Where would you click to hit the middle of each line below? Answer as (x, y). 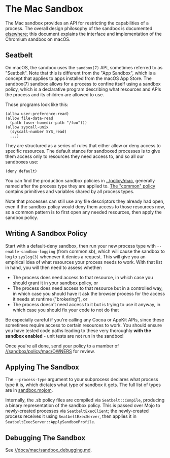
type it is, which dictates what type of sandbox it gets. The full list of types (83, 385)
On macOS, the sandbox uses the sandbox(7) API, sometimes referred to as (84, 67)
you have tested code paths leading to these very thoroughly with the (78, 330)
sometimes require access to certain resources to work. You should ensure (84, 325)
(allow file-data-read (29, 118)
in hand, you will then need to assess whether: (54, 267)
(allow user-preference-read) (37, 114)
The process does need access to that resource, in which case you (83, 277)
